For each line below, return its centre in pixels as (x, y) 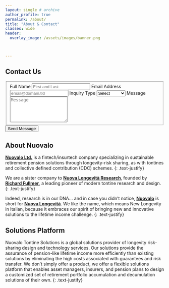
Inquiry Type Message (107, 93)
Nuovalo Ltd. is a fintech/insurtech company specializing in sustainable (79, 157)
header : (13, 33)
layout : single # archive (32, 10)
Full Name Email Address (66, 86)
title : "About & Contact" (32, 24)
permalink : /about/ (26, 19)
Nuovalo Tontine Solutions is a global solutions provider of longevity (76, 242)
